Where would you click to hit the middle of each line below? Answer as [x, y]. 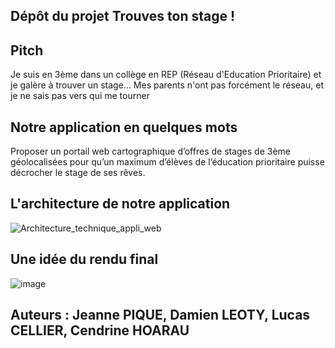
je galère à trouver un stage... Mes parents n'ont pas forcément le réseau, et [167, 85]
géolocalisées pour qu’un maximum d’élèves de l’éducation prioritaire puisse [167, 162]
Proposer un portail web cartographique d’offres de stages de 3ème [151, 151]
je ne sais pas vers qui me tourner [80, 96]
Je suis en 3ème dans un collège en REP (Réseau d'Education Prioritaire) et [166, 75]
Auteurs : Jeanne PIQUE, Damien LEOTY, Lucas [160, 315]
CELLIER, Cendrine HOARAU [100, 330]
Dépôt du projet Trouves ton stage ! [123, 16]
